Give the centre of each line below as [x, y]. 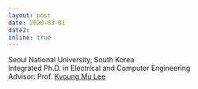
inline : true [30, 37]
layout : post [30, 15]
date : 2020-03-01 [37, 23]
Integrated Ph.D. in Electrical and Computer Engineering [99, 69]
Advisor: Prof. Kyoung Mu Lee [57, 76]
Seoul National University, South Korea [71, 60]
